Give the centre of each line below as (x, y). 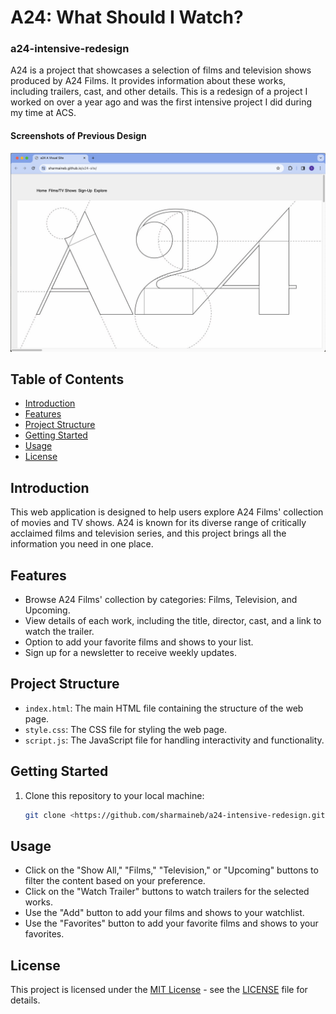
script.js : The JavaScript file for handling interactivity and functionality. (174, 740)
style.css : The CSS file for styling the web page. (126, 729)
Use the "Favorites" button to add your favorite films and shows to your (171, 923)
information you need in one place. (82, 544)
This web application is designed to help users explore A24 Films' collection (167, 512)
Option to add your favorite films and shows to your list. (139, 642)
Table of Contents (67, 379)
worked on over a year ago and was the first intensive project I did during (161, 102)
